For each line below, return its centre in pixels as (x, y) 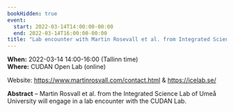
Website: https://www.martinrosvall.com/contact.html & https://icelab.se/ (112, 80)
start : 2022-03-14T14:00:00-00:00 (63, 26)
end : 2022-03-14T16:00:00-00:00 (61, 33)
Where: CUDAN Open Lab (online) (57, 67)
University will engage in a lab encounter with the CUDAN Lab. (97, 101)
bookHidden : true (32, 14)
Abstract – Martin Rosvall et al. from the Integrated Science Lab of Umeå (112, 94)
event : (17, 20)
